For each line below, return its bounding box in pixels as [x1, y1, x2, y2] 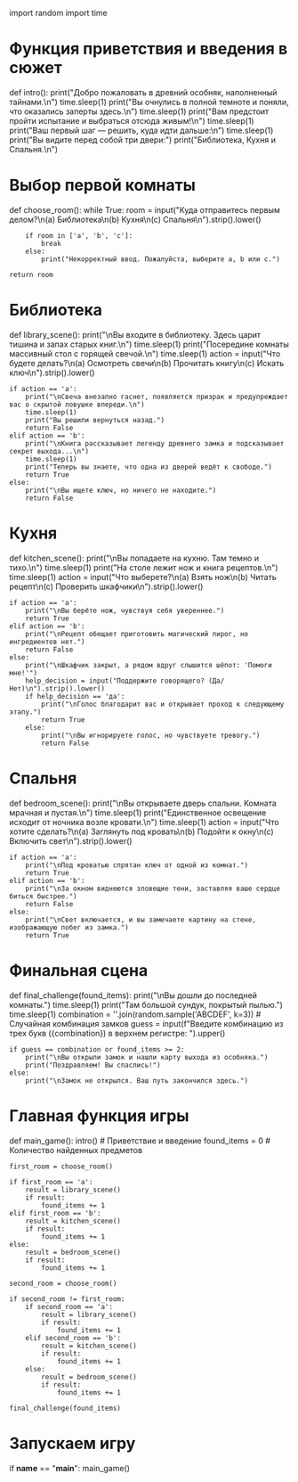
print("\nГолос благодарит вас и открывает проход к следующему [41, 700, 285, 708]
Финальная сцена [9, 960, 149, 980]
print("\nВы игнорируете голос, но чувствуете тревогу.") [41, 731, 261, 740]
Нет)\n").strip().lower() [9, 684, 105, 693]
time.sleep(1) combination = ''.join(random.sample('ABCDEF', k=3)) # [9, 1009, 262, 1019]
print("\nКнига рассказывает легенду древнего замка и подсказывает [25, 438, 285, 448]
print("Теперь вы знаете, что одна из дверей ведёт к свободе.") [25, 463, 273, 471]
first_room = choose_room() [9, 1162, 114, 1171]
